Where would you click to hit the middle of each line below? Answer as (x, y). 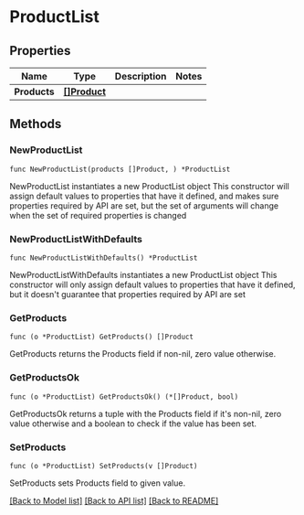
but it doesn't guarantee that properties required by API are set (128, 294)
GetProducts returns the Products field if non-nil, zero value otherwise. (143, 354)
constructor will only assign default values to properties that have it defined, (152, 284)
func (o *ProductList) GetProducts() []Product (102, 337)
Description (141, 76)
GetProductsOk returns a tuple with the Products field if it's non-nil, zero (146, 413)
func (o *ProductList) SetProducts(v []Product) (104, 466)
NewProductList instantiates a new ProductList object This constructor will (149, 186)
